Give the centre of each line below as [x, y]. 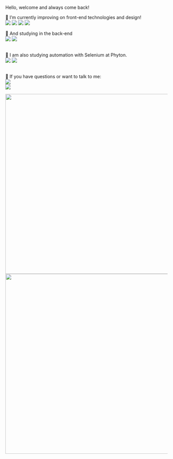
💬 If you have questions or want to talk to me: [53, 76]
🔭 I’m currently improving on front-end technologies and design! [73, 17]
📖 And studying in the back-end [39, 33]
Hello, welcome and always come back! [47, 7]
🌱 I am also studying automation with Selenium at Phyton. [66, 55]
